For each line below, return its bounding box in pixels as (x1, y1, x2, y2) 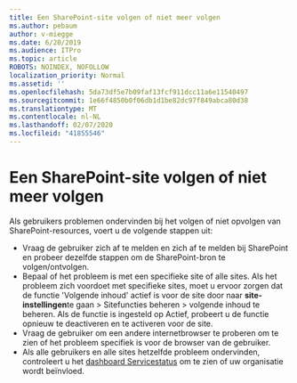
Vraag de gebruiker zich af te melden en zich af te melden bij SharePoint (21, 242, 289, 253)
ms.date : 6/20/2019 (9, 37, 82, 47)
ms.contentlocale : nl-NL (9, 112, 101, 121)
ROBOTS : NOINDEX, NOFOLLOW (9, 63, 109, 72)
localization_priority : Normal (9, 71, 125, 80)
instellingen (21, 299, 68, 310)
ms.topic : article (9, 54, 77, 63)
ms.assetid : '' (9, 79, 66, 88)
